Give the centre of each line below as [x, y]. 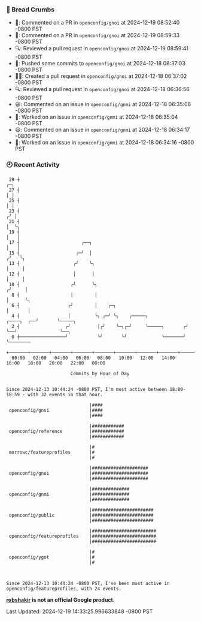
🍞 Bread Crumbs [31, 10]
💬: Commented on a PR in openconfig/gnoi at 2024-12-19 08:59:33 [97, 35]
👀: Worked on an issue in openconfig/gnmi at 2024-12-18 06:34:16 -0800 [104, 143]
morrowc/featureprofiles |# [52, 452]
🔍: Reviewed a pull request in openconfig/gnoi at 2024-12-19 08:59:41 [101, 49]
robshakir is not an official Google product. [60, 599]
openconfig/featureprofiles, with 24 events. [64, 589]
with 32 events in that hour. [65, 394]
